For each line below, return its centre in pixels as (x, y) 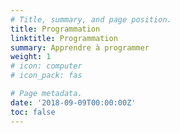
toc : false (33, 112)
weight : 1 (31, 57)
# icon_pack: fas (46, 76)
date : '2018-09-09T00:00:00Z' (73, 102)
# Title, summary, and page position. (91, 19)
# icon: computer (46, 66)
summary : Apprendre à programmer (80, 47)
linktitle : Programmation (64, 38)
